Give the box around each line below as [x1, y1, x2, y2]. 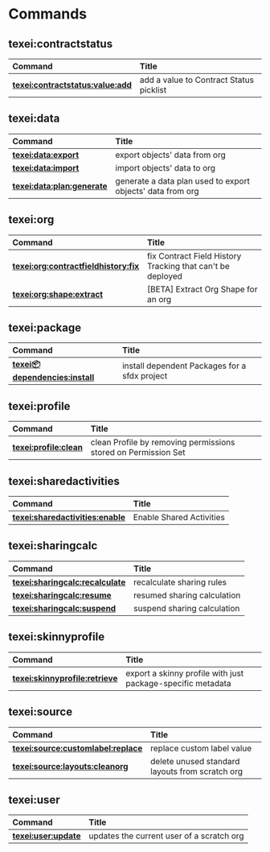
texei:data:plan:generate [12, 180, 108, 192]
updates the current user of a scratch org [88, 830, 244, 842]
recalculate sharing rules [133, 577, 227, 588]
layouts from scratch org [149, 766, 243, 777]
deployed [147, 271, 183, 282]
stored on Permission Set [90, 447, 186, 458]
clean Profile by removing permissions [90, 436, 235, 448]
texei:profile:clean [12, 442, 83, 453]
